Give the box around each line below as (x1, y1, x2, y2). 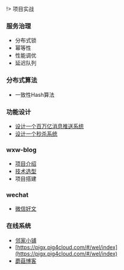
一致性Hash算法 (14, 91, 55, 98)
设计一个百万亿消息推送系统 (14, 122, 84, 130)
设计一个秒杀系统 (14, 130, 58, 137)
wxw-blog (6, 145, 37, 154)
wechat (6, 191, 29, 199)
